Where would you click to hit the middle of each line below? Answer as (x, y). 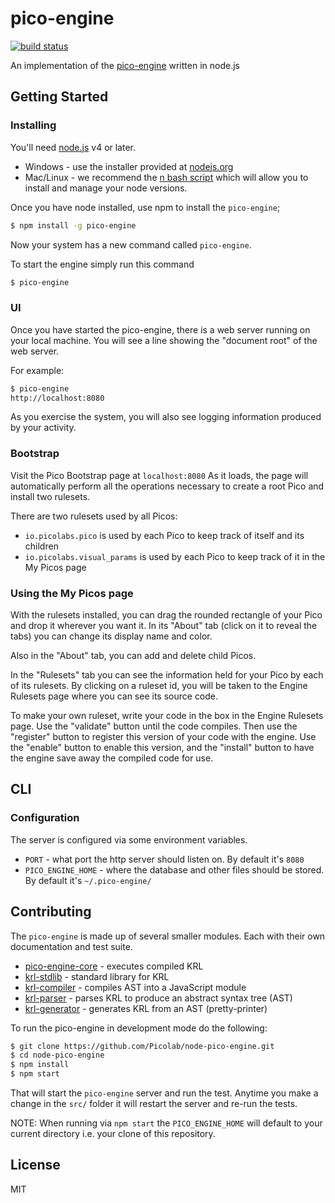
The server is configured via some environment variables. (129, 839)
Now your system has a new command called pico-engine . (131, 244)
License (35, 1165)
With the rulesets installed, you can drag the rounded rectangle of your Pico (166, 615)
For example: (37, 370)
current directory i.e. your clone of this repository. (113, 1134)
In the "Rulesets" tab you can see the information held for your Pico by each (167, 675)
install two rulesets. (50, 496)
